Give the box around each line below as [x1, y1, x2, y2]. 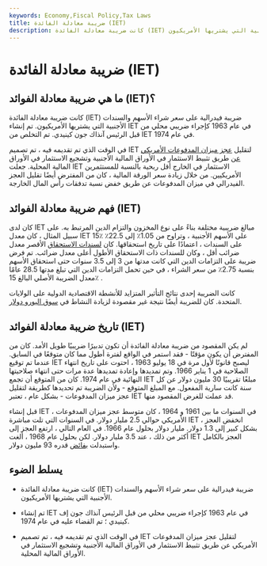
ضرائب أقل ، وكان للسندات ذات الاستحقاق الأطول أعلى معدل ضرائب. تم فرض [9, 248, 240, 257]
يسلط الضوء [9, 463, 63, 477]
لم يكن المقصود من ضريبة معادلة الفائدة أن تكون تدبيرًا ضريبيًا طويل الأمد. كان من [9, 341, 248, 350]
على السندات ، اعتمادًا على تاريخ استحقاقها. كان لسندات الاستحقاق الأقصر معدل [9, 239, 242, 249]
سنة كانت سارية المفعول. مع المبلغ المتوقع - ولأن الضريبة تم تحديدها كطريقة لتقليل [9, 383, 252, 392]
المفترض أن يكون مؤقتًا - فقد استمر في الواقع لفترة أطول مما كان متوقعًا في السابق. [9, 349, 259, 359]
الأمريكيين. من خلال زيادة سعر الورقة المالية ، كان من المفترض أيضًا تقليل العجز [9, 170, 242, 180]
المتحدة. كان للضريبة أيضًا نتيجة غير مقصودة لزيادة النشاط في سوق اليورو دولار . [9, 297, 242, 306]
